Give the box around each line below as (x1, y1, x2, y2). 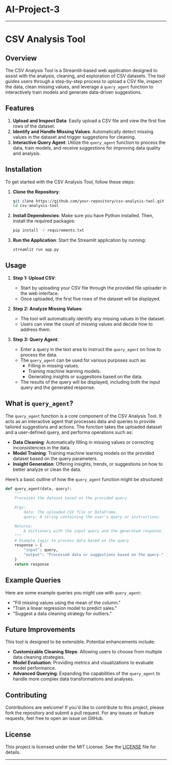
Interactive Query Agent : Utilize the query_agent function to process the (12, 139, 166, 146)
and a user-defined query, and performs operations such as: (5, 429, 133, 435)
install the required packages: (12, 218, 76, 224)
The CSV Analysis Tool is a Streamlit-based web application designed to (5, 67, 158, 73)
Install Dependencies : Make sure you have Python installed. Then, (12, 213, 154, 219)
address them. (20, 326, 51, 333)
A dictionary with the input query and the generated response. (24, 528, 164, 533)
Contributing (5, 691, 47, 699)
